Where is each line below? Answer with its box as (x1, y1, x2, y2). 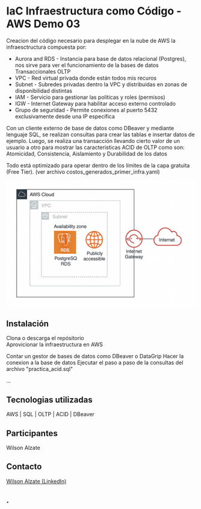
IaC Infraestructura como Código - (6, 4, 182, 18)
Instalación (6, 318, 49, 329)
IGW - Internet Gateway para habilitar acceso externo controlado (14, 100, 176, 107)
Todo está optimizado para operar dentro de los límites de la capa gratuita (6, 162, 190, 169)
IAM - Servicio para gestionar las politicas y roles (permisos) (14, 93, 165, 101)
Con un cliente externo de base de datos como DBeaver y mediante (6, 124, 175, 131)
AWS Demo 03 (6, 17, 80, 31)
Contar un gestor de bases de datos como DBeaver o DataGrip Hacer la (6, 353, 184, 360)
